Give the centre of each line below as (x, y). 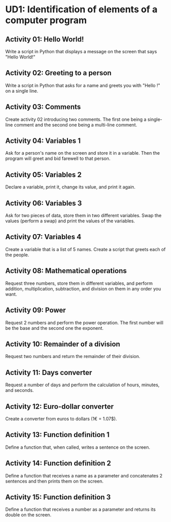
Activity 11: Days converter (49, 372)
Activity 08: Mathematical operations (66, 271)
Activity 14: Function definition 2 (58, 463)
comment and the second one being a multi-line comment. (76, 124)
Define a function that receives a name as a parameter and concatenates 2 (84, 475)
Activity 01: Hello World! (45, 39)
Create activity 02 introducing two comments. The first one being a (76, 119)
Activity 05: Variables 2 (43, 174)
